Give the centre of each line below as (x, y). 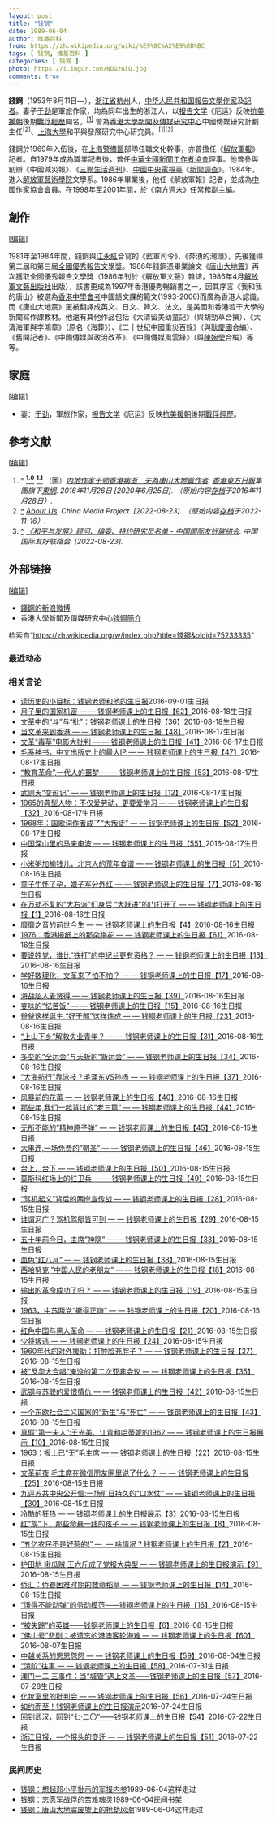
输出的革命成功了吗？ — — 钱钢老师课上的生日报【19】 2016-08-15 (132, 1290)
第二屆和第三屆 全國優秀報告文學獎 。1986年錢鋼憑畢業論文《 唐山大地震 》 (130, 266)
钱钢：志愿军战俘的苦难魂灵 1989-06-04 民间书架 (101, 1799)
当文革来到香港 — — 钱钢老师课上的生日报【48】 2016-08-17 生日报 (132, 732)
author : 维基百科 (35, 39)
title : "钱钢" (31, 24)
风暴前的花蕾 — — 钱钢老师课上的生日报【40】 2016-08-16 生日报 (129, 1097)
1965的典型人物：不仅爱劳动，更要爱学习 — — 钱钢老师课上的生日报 (134, 803)
